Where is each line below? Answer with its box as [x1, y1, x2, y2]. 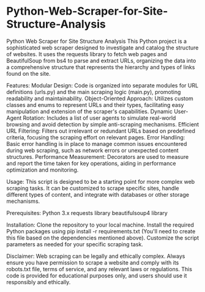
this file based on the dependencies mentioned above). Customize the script [6, 234, 199, 241]
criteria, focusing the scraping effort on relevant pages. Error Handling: [6, 133, 185, 141]
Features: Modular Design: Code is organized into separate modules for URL [6, 81, 199, 89]
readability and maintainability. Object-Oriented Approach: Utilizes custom [6, 95, 194, 102]
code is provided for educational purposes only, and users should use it [6, 272, 187, 279]
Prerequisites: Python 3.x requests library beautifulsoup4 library [6, 209, 168, 216]
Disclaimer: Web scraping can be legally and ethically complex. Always [6, 252, 185, 260]
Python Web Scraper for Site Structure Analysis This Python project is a [6, 37, 187, 45]
